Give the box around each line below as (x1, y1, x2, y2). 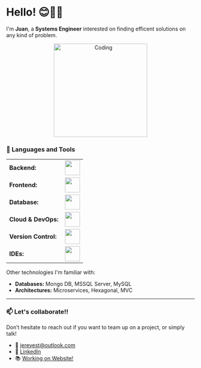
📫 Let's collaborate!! (6, 308, 69, 316)
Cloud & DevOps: (9, 215, 59, 224)
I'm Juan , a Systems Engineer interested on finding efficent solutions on (6, 25, 186, 32)
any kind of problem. (6, 31, 57, 38)
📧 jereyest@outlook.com (14, 341, 76, 349)
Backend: (9, 164, 37, 172)
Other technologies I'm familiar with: (6, 269, 96, 276)
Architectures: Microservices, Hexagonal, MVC (14, 287, 133, 294)
